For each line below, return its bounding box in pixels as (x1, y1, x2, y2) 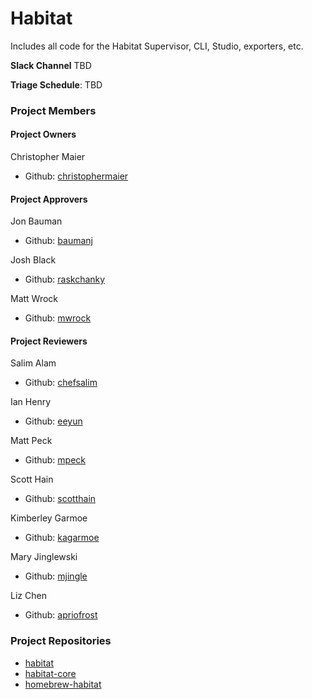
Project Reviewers (10, 335, 88, 347)
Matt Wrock (10, 293, 59, 305)
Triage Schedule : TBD (10, 78, 103, 91)
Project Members (10, 103, 97, 117)
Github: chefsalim (24, 377, 98, 389)
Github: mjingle (24, 570, 88, 582)
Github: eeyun (24, 415, 83, 427)
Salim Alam (10, 357, 57, 369)
